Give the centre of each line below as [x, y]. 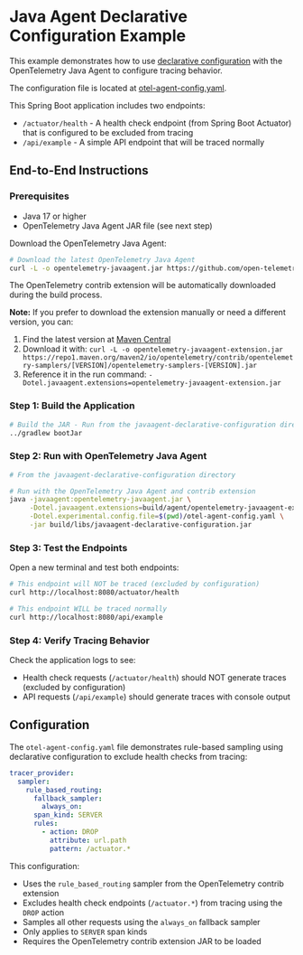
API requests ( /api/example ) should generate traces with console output [156, 697]
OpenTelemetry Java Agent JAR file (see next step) [118, 225]
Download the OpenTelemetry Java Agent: [88, 243]
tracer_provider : [42, 773]
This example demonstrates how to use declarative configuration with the [146, 61]
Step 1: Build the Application [72, 406]
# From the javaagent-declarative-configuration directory [123, 475]
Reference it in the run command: [84, 375]
